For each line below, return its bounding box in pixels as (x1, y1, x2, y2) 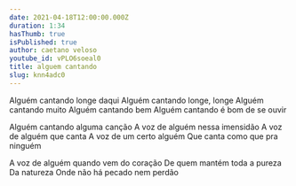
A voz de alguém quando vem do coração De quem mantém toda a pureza (9, 157, 282, 168)
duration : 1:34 (9, 21, 66, 30)
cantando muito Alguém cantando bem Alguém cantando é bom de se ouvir (9, 104, 287, 115)
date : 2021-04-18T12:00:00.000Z (9, 12, 129, 22)
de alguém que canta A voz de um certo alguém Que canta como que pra (9, 130, 278, 142)
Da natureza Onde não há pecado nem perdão (9, 167, 180, 177)
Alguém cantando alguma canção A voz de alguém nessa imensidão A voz (9, 121, 283, 132)
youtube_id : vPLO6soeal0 (9, 54, 101, 63)
